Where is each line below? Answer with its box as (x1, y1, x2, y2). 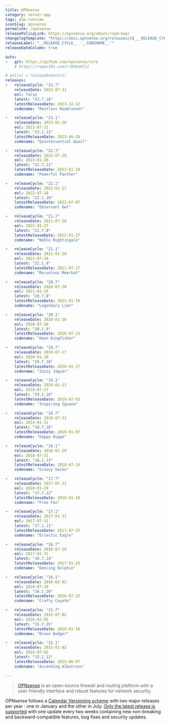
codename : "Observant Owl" (14, 204, 71, 210)
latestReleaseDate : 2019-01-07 (14, 430, 80, 435)
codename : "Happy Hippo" (14, 434, 67, 439)
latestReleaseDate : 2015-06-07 (14, 659, 80, 664)
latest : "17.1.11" (14, 523, 53, 528)
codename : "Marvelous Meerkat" (14, 270, 80, 275)
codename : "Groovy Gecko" (14, 467, 69, 472)
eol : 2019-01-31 (14, 420, 49, 425)
